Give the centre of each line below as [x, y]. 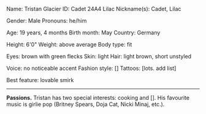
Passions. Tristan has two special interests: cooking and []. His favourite [98, 98]
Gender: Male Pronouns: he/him [47, 21]
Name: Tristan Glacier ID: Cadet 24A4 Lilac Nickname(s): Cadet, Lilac [94, 9]
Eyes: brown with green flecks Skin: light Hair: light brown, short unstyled [99, 56]
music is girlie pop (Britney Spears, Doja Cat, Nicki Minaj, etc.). [86, 104]
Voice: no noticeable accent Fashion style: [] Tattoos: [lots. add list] [91, 68]
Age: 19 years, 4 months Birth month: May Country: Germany [83, 32]
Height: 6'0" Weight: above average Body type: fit [69, 44]
